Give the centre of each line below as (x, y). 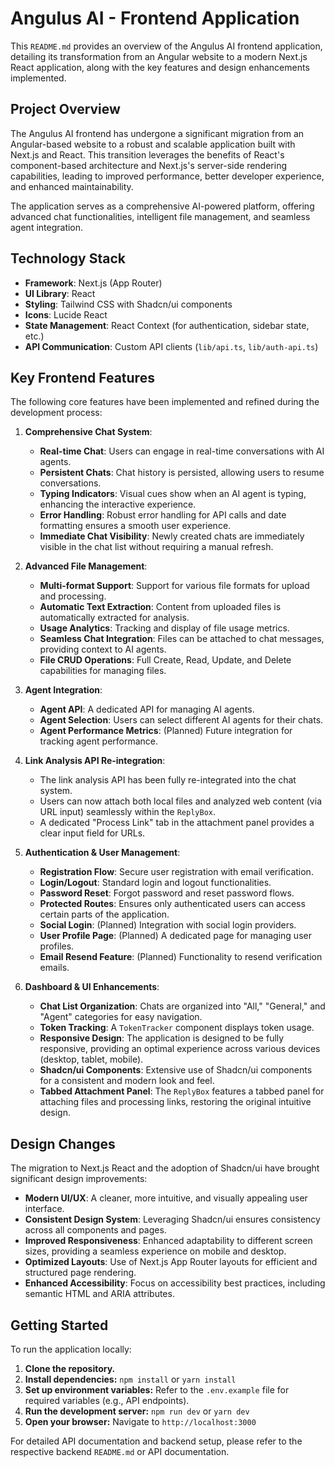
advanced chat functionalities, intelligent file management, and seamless (160, 216)
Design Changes (63, 1143)
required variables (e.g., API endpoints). (107, 1400)
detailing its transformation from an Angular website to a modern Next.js (159, 56)
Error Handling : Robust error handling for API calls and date (163, 515)
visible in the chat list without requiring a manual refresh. (156, 547)
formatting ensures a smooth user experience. (135, 526)
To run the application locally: (71, 1349)
